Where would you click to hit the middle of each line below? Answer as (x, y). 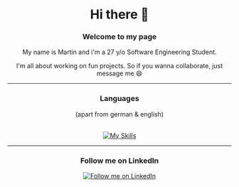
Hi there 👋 (119, 15)
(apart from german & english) (119, 114)
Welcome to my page (119, 37)
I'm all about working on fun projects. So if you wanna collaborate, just (119, 66)
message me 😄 (119, 73)
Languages (119, 99)
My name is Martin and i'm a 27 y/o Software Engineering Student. (119, 52)
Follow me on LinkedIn (119, 161)
